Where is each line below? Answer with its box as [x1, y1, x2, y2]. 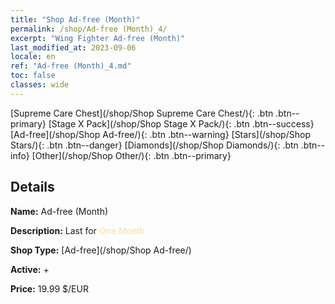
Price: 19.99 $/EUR [10, 282, 89, 295]
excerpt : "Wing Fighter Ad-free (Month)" [10, 33, 186, 43]
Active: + [10, 263, 50, 275]
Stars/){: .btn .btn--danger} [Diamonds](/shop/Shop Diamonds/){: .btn [10, 139, 299, 151]
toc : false [10, 71, 56, 81]
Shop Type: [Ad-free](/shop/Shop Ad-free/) [10, 244, 192, 256]
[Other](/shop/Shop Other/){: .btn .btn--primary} [31, 149, 232, 161]
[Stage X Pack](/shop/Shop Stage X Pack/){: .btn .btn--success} [48, 117, 315, 130]
